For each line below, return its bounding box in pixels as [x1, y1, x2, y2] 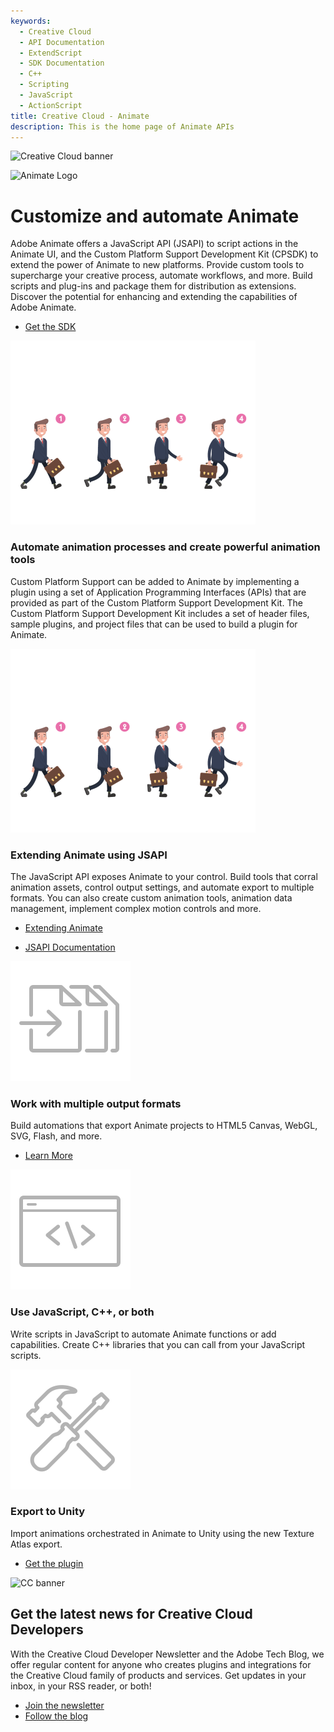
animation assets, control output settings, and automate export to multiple [10, 881, 315, 893]
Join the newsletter [24, 1699, 105, 1711]
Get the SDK [24, 321, 77, 333]
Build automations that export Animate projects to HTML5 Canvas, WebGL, [10, 1120, 318, 1132]
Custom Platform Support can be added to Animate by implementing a [10, 575, 300, 587]
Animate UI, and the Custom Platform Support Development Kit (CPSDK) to [10, 248, 319, 260]
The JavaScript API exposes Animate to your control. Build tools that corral [10, 870, 318, 882]
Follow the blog [24, 1710, 89, 1722]
